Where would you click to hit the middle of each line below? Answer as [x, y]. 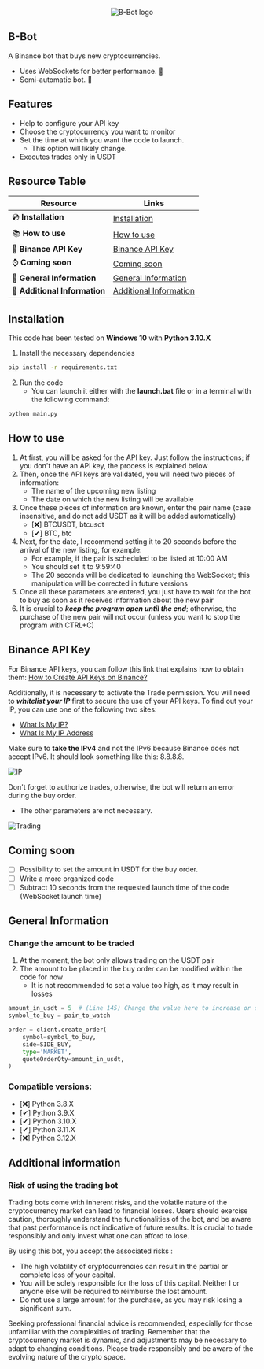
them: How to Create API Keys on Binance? [78, 677]
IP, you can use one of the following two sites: [82, 709]
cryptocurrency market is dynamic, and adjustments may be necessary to [128, 1340]
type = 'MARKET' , [47, 1052]
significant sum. [46, 1308]
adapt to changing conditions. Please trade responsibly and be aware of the [131, 1349]
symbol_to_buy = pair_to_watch [59, 1016]
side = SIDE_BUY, [47, 1044]
